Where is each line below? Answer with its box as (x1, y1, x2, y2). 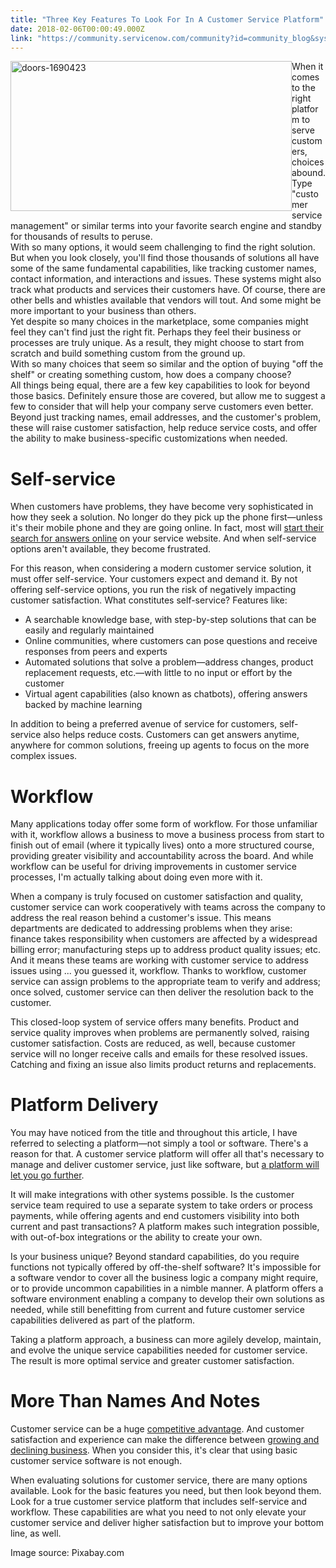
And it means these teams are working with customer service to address (10, 954, 309, 966)
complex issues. (10, 750, 78, 762)
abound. (291, 167, 326, 179)
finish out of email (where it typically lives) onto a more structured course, (10, 839, 315, 851)
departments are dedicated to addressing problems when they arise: (10, 922, 293, 935)
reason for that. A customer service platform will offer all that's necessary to (10, 1148, 325, 1160)
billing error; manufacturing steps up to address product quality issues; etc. (10, 944, 322, 956)
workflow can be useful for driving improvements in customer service (10, 861, 297, 873)
